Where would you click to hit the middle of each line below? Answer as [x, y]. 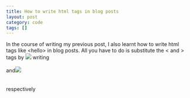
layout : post [22, 17]
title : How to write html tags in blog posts [62, 11]
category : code [25, 22]
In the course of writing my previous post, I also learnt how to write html [93, 44]
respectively [21, 89]
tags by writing [28, 57]
